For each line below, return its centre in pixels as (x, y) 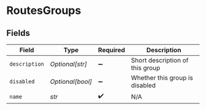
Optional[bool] (71, 81)
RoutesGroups (44, 11)
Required (112, 50)
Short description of (160, 60)
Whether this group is (162, 78)
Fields (18, 33)
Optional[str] (69, 64)
